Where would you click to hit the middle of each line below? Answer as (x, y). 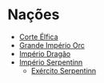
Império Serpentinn (51, 62)
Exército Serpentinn (64, 70)
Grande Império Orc (52, 45)
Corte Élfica (38, 37)
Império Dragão (45, 53)
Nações (34, 15)
